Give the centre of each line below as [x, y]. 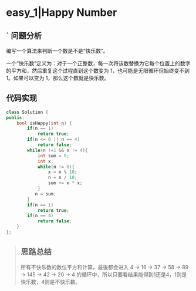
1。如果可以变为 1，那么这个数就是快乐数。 [58, 78]
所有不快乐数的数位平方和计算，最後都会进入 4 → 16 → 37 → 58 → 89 [104, 267]
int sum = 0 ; [53, 155]
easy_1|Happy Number [62, 13]
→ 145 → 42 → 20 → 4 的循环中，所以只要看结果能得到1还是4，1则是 [104, 274]
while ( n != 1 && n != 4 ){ [58, 150]
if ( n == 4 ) [40, 216]
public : [16, 117]
